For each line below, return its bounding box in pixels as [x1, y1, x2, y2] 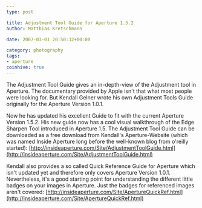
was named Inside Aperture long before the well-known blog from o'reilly [6, 138, 189, 145]
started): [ [6, 144, 31, 152]
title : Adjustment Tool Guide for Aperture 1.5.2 [6, 19, 134, 26]
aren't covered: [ [6, 188, 48, 195]
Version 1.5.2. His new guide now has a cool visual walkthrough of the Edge [6, 118, 195, 126]
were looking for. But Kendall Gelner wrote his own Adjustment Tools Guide [6, 93, 194, 101]
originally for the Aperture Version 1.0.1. [6, 100, 104, 107]
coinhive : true [6, 64, 45, 70]
